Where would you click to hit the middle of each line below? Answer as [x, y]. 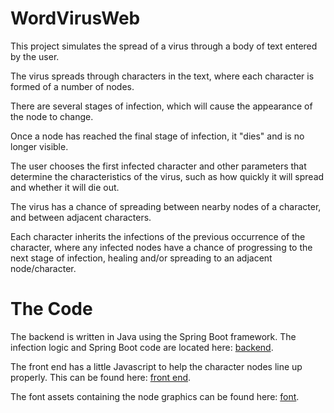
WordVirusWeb [75, 18]
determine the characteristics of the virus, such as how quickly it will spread [167, 176]
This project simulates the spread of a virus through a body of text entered [164, 46]
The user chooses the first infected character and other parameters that [158, 166]
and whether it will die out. [65, 187]
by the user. [35, 56]
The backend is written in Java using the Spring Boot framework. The [153, 336]
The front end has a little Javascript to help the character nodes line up [156, 366]
